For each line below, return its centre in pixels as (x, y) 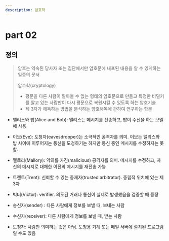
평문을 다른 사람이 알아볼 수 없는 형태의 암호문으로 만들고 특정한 (88, 96)
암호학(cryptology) (37, 85)
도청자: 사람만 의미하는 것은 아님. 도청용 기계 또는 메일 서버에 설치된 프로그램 (88, 227)
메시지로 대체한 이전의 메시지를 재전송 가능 (64, 166)
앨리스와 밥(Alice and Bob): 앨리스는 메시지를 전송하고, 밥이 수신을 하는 (83, 119)
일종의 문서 (29, 75)
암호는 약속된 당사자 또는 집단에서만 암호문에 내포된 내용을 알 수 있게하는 (89, 68)
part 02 (21, 35)
